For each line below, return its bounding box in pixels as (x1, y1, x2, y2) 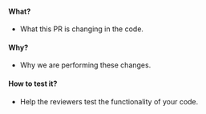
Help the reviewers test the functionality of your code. (19, 96, 199, 106)
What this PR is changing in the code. (19, 24, 144, 34)
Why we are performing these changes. (19, 60, 151, 70)
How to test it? (8, 79, 58, 88)
